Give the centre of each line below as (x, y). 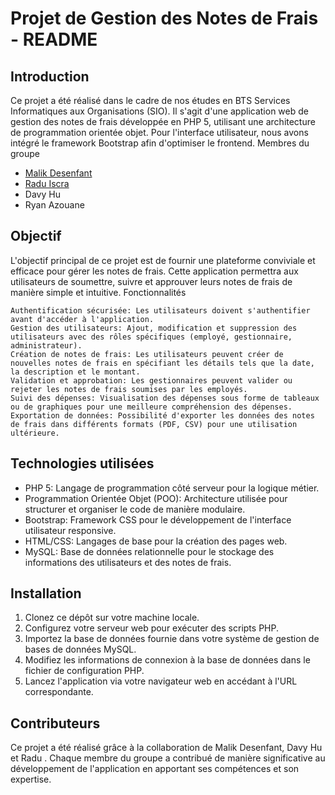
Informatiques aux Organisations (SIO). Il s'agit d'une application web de (159, 111)
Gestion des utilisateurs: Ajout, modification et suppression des (154, 328)
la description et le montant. (75, 372)
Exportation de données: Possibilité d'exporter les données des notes (162, 415)
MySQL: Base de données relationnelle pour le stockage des (149, 551)
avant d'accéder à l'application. (82, 319)
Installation (46, 593)
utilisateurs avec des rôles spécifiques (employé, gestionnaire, (151, 337)
